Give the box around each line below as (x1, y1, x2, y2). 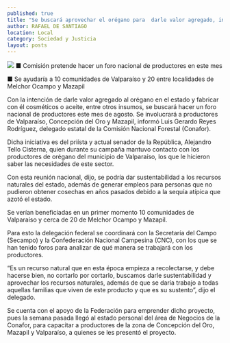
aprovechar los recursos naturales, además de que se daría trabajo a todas (7, 279, 219, 287)
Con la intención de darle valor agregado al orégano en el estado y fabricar (7, 95, 219, 104)
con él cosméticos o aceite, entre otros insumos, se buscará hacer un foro (7, 103, 217, 110)
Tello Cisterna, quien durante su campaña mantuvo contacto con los (7, 145, 200, 153)
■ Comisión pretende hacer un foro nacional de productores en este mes (15, 62, 222, 69)
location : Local (7, 29, 53, 36)
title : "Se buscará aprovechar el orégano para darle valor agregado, (7, 16, 216, 23)
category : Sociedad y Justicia (7, 36, 97, 43)
